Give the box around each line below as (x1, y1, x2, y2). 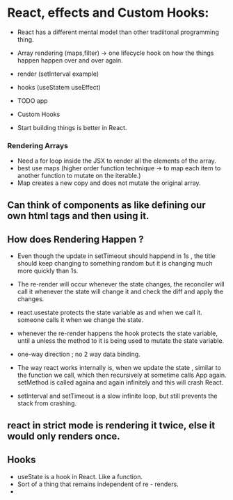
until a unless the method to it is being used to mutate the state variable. (17, 337, 225, 345)
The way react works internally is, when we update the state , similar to (17, 364, 221, 372)
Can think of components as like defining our (7, 199, 207, 211)
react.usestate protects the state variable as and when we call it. (17, 308, 203, 317)
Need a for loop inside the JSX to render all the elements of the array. (17, 156, 217, 165)
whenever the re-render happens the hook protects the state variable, (17, 329, 218, 338)
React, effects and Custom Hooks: (7, 5, 209, 21)
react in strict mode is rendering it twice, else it (7, 419, 216, 431)
